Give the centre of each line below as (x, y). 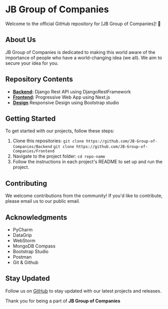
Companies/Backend (32, 147)
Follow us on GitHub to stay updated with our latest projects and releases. (83, 291)
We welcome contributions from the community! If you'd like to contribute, (84, 196)
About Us (21, 40)
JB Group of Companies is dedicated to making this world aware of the (80, 52)
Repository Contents (39, 79)
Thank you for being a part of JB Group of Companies (63, 301)
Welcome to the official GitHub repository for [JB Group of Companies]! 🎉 (83, 24)
